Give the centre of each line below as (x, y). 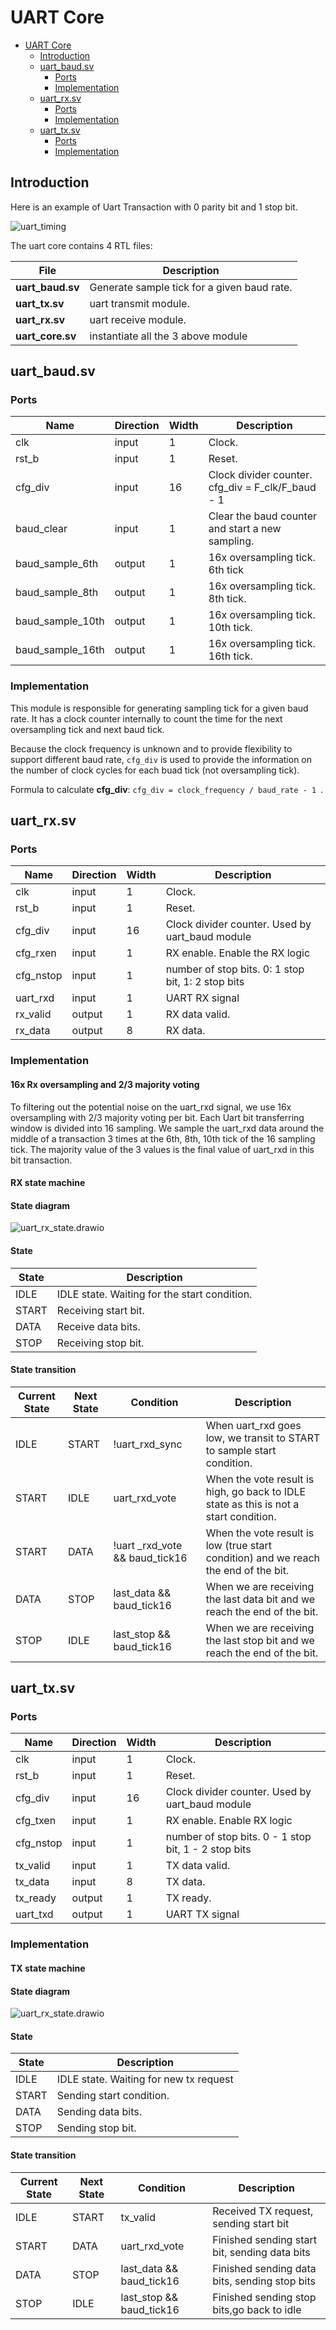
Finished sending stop (264, 2297)
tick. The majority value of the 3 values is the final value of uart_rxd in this (162, 1149)
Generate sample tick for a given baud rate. (191, 287)
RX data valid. (198, 1014)
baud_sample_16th (60, 650)
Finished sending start (264, 2239)
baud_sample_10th (60, 621)
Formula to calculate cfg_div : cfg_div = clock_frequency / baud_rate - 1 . (167, 789)
